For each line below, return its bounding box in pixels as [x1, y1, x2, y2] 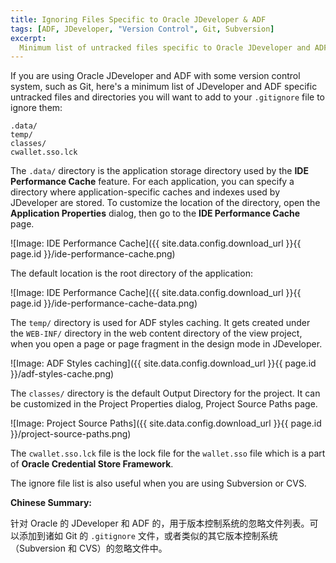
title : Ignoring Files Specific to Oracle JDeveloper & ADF [10, 14, 267, 25]
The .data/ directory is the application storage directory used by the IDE [10, 165, 309, 177]
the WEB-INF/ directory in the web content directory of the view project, [10, 327, 303, 340]
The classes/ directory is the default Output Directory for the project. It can [10, 387, 321, 400]
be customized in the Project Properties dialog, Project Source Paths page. [10, 398, 318, 410]
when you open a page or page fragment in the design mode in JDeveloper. [10, 338, 323, 350]
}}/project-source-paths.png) [10, 428, 132, 440]
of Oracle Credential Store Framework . [10, 458, 174, 470]
